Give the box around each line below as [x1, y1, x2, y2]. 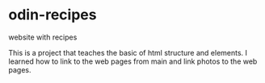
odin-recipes [8, 6, 97, 24]
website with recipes [8, 32, 78, 42]
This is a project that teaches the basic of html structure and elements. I [8, 48, 248, 57]
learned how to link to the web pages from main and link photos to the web [8, 56, 258, 66]
